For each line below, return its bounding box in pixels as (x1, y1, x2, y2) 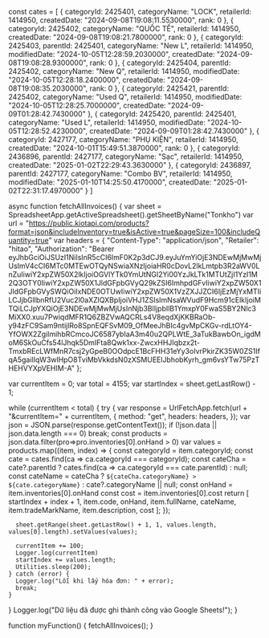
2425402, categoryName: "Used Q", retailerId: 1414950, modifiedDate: (8, 92, 243, 101)
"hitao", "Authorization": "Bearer (8, 244, 115, 254)
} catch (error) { (8, 570, 70, 578)
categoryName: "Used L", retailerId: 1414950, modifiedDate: (8, 118, 206, 127)
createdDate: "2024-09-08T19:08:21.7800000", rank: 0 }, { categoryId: (8, 32, 244, 42)
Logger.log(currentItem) (15, 549, 99, 557)
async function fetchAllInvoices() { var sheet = (8, 201, 162, 211)
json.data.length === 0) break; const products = (8, 429, 169, 438)
